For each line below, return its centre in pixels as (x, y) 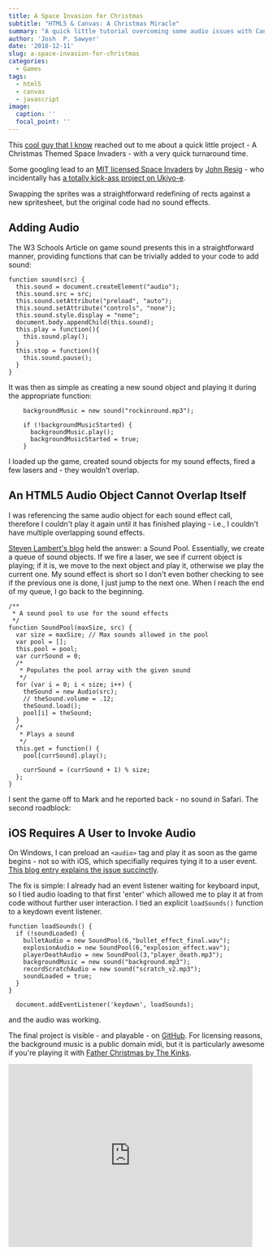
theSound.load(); (52, 706)
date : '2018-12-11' (41, 46)
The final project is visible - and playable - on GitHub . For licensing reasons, (136, 1036)
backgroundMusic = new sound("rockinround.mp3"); (109, 410)
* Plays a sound (47, 734)
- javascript (38, 99)
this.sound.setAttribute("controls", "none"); (96, 308)
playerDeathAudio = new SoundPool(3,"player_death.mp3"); (123, 955)
